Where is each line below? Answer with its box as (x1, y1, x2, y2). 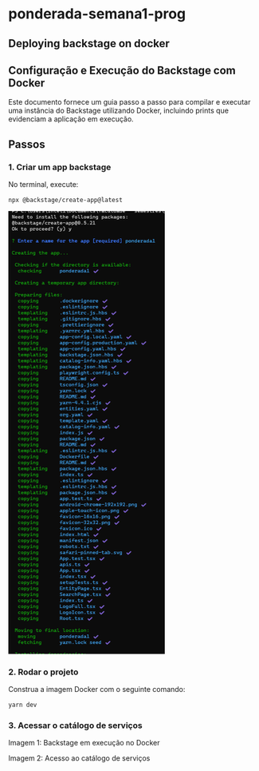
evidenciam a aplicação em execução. (8, 114, 134, 124)
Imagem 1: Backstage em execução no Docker (8, 738, 160, 748)
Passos (8, 137, 45, 151)
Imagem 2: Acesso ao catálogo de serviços (8, 753, 151, 763)
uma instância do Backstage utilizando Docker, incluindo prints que (8, 105, 230, 116)
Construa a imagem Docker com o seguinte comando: (8, 685, 186, 694)
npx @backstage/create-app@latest (8, 197, 124, 205)
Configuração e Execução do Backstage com (8, 63, 237, 77)
